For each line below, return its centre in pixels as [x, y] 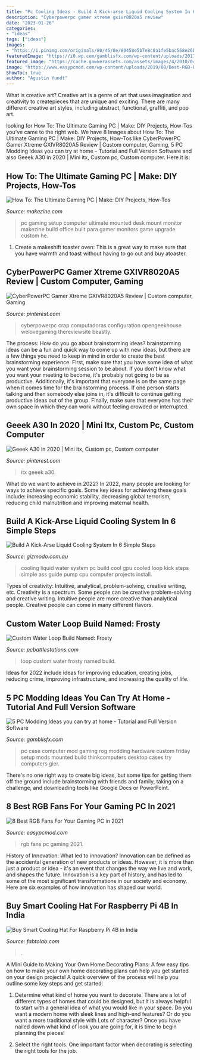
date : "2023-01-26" [30, 23]
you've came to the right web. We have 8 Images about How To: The [90, 132]
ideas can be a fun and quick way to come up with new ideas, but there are [98, 349]
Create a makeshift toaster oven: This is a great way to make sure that [100, 247]
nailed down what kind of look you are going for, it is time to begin [96, 1027]
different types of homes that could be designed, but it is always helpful [103, 1001]
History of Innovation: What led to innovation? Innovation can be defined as [99, 856]
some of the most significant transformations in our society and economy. [97, 881]
